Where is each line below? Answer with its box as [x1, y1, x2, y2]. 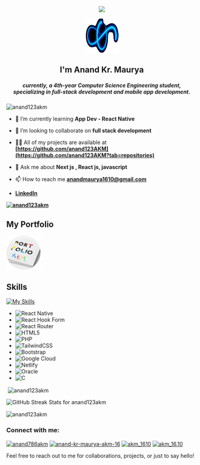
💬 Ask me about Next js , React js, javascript [15, 164, 127, 171]
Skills [6, 281, 27, 292]
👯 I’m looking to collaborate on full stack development [15, 127, 152, 134]
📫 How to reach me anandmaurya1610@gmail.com [15, 176, 147, 183]
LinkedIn [15, 190, 38, 197]
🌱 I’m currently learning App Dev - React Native [15, 115, 135, 123]
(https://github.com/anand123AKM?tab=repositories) [15, 152, 155, 159]
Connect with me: [6, 426, 60, 435]
